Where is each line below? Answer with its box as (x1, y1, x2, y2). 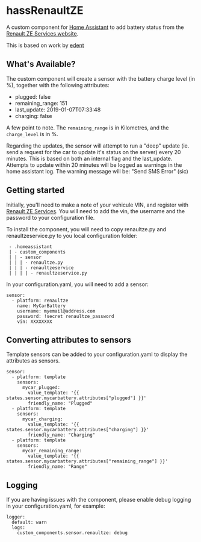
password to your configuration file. (6, 214, 95, 221)
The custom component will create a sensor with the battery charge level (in (6, 75, 196, 82)
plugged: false (14, 93, 51, 100)
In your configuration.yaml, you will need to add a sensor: (6, 281, 149, 288)
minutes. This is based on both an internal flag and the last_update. (6, 155, 173, 162)
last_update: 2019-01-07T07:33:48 (14, 106, 101, 113)
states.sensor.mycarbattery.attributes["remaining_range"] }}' (6, 458, 169, 464)
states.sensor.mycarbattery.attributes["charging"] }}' (6, 427, 149, 433)
